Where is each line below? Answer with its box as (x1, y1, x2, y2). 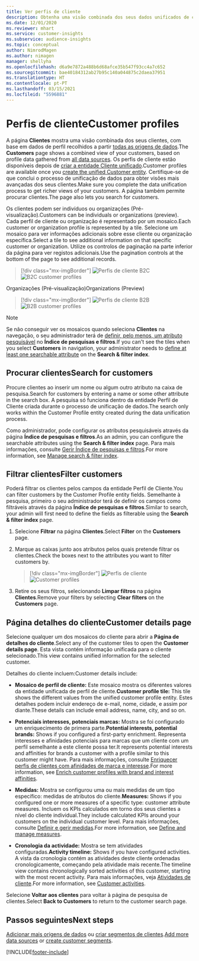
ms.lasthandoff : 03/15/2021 (6, 86, 76, 92)
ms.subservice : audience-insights (6, 36, 92, 42)
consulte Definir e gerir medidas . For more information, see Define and (14, 824, 186, 832)
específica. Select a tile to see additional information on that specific (6, 236, 172, 243)
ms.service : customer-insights (6, 31, 84, 37)
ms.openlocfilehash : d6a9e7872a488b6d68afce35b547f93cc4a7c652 (6, 64, 166, 70)
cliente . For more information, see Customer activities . (14, 880, 146, 887)
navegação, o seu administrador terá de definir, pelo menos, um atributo (6, 332, 182, 339)
